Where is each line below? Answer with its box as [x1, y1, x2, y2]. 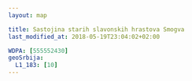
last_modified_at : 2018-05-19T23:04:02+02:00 [8, 33, 160, 40]
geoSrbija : [8, 54, 44, 62]
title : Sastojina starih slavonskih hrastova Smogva [8, 25, 185, 33]
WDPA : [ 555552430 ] [8, 47, 68, 55]
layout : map [8, 11, 47, 19]
